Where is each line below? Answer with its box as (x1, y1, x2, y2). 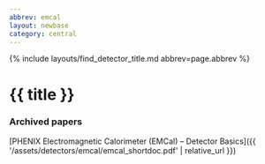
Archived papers (9, 116, 83, 128)
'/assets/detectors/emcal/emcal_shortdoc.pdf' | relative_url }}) (9, 145, 237, 155)
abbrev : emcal (9, 12, 62, 22)
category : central (9, 29, 77, 38)
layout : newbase (9, 21, 69, 30)
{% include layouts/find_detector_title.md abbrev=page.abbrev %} (9, 54, 250, 64)
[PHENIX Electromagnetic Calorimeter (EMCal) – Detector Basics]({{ (9, 136, 256, 146)
